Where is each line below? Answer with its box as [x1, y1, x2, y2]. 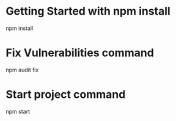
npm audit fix [5, 66, 39, 73]
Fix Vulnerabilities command [5, 46, 154, 60]
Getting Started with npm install [5, 4, 170, 18]
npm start [5, 108, 31, 115]
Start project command [5, 87, 126, 101]
